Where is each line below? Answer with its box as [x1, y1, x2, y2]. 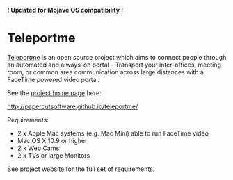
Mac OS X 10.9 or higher [17, 136, 88, 145]
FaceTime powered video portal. [7, 75, 100, 83]
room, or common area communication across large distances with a [7, 67, 204, 76]
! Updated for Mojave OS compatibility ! [7, 6, 124, 14]
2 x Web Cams [17, 144, 60, 152]
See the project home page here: [7, 88, 102, 97]
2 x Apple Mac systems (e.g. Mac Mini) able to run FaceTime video [17, 129, 209, 138]
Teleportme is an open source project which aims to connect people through [7, 53, 227, 61]
